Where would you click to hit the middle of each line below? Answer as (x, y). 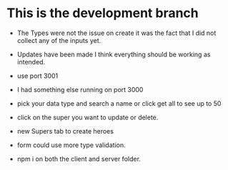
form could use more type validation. (71, 145)
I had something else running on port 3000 (80, 89)
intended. (31, 61)
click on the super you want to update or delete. (88, 117)
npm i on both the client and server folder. (79, 159)
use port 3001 (38, 76)
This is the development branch (103, 13)
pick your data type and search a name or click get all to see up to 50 (119, 103)
